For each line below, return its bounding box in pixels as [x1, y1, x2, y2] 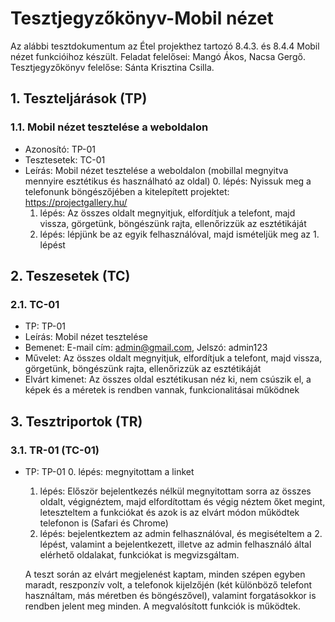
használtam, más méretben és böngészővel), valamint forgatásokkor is [24, 590, 317, 601]
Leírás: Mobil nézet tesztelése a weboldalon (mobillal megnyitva [24, 164, 289, 176]
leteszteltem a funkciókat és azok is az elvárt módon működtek [39, 507, 300, 518]
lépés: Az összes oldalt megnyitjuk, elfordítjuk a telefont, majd [39, 207, 296, 219]
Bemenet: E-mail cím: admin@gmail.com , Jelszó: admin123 [24, 342, 268, 354]
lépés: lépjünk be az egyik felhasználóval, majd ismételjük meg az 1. [39, 228, 320, 240]
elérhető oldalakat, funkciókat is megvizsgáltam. [39, 549, 240, 561]
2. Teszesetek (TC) [10, 268, 131, 285]
